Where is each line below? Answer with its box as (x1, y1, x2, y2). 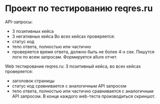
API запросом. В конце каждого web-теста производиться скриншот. (12, 93, 156, 99)
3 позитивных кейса (12, 28, 54, 34)
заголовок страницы (12, 78, 55, 84)
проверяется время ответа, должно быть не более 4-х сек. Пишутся (12, 49, 155, 55)
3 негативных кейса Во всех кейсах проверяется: (12, 33, 115, 39)
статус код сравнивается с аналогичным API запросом (12, 83, 127, 89)
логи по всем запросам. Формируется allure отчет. (12, 54, 117, 59)
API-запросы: (5, 19, 33, 25)
